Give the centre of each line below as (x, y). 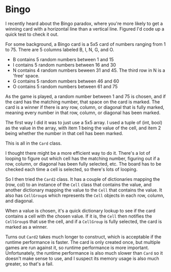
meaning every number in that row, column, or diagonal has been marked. (83, 113)
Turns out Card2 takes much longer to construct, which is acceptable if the (83, 237)
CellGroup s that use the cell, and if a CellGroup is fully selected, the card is (84, 221)
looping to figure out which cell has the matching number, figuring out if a (82, 158)
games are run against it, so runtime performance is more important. (77, 248)
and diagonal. (20, 201)
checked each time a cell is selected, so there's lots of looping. (71, 169)
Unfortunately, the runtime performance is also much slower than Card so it (84, 253)
